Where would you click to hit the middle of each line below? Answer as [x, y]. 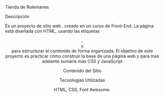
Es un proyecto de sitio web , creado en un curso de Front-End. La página [79, 26]
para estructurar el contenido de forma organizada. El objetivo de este [82, 51]
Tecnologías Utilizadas [82, 80]
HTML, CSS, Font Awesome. [82, 89]
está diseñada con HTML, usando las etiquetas [52, 31]
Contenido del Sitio [82, 71]
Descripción [17, 16]
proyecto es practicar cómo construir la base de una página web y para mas [82, 56]
